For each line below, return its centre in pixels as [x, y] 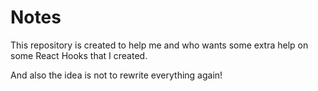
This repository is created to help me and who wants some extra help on [159, 45]
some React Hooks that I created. [79, 55]
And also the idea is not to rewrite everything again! [116, 75]
